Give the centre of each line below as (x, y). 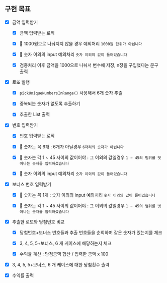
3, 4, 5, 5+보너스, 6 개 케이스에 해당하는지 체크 (65, 243)
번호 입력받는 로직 (37, 136)
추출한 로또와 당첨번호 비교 (38, 221)
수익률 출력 (23, 275)
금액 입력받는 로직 (37, 33)
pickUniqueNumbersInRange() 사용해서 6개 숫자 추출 (71, 93)
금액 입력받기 (25, 22)
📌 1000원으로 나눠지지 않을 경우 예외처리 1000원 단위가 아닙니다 (81, 43)
